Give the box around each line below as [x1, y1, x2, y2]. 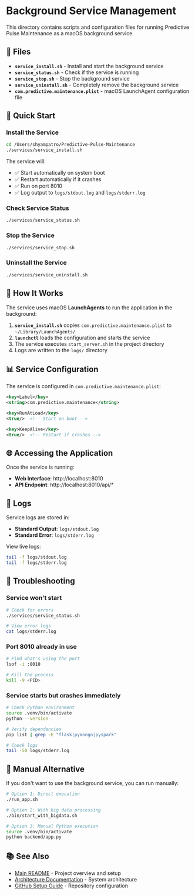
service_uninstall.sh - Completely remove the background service [14, 81, 179, 88]
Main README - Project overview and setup [14, 870, 122, 877]
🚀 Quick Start [6, 111, 56, 121]
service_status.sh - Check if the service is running [14, 69, 139, 76]
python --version [6, 716, 49, 722]
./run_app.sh [6, 797, 38, 803]
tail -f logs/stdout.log [6, 555, 67, 560]
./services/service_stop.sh [6, 245, 75, 251]
